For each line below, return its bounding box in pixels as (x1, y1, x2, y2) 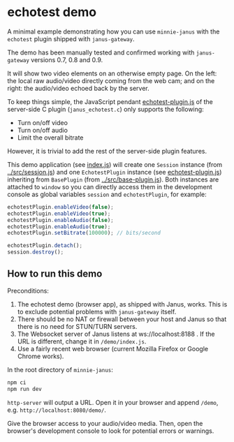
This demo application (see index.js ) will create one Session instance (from (7, 160, 223, 168)
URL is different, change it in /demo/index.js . (17, 337, 147, 346)
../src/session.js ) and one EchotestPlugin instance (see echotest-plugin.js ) (7, 168, 222, 176)
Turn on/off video (17, 118, 68, 126)
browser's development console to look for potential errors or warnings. (7, 427, 214, 435)
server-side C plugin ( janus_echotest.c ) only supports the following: (7, 105, 204, 113)
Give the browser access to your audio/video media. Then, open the (7, 419, 203, 427)
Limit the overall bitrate (17, 133, 84, 142)
